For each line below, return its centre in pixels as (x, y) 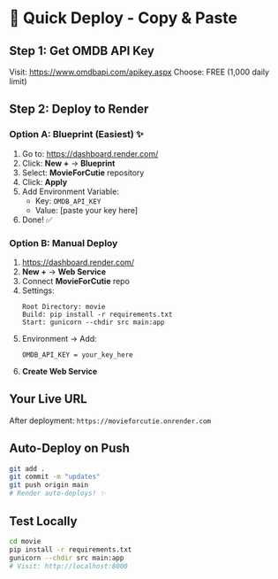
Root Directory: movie (64, 306)
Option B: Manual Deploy (64, 243)
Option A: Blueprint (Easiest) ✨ (76, 135)
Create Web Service (60, 371)
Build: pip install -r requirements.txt (97, 314)
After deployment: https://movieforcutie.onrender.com (110, 421)
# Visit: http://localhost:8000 (68, 566)
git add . (27, 468)
